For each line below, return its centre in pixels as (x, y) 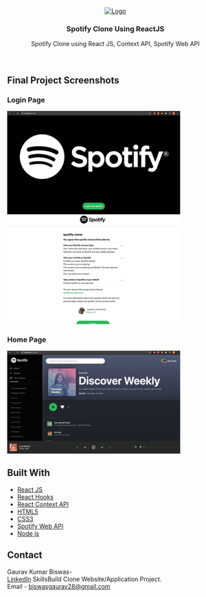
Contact (25, 555)
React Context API (43, 504)
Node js (28, 533)
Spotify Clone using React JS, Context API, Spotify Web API (115, 44)
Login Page (26, 100)
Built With (28, 473)
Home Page (27, 339)
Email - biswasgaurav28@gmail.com (59, 586)
